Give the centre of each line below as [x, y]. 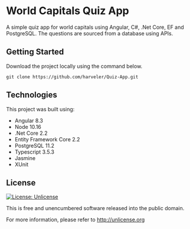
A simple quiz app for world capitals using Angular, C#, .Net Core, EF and [95, 27]
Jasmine [25, 158]
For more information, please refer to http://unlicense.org [76, 220]
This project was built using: [40, 109]
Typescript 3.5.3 [35, 152]
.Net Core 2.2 [31, 133]
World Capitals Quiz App [68, 11]
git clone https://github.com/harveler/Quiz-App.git [72, 77]
